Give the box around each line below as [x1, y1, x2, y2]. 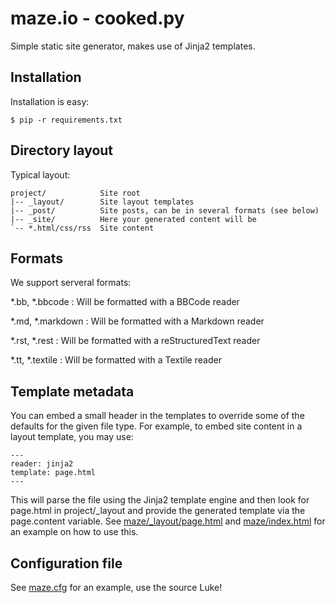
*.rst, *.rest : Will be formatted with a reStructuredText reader [10, 335, 261, 347]
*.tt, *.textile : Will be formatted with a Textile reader [10, 354, 222, 366]
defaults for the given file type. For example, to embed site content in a [10, 420, 303, 432]
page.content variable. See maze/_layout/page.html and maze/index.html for [10, 515, 326, 527]
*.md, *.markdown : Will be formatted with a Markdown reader [10, 315, 265, 327]
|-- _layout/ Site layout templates [10, 197, 195, 207]
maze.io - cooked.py [10, 7, 185, 30]
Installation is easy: [10, 95, 90, 107]
